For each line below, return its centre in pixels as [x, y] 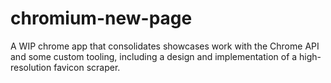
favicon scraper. [87, 67]
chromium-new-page [101, 18]
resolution [31, 67]
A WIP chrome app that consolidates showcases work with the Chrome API [165, 46]
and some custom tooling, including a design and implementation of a [154, 56]
